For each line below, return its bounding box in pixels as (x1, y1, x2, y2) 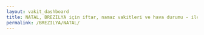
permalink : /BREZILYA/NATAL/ (6, 20, 80, 26)
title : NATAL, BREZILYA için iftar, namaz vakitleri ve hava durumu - (6, 14, 189, 20)
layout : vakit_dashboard (6, 8, 69, 15)
